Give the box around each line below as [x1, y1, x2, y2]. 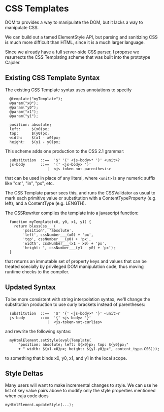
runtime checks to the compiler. [5, 268, 69, 274]
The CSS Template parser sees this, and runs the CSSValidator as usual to [5, 189, 156, 195]
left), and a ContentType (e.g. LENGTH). [5, 200, 86, 206]
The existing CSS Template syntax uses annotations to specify [5, 87, 132, 93]
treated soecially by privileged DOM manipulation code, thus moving [5, 263, 144, 269]
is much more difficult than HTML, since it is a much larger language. [5, 39, 145, 45]
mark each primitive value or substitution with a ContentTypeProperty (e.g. [5, 195, 157, 201]
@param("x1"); [9, 109, 38, 114]
